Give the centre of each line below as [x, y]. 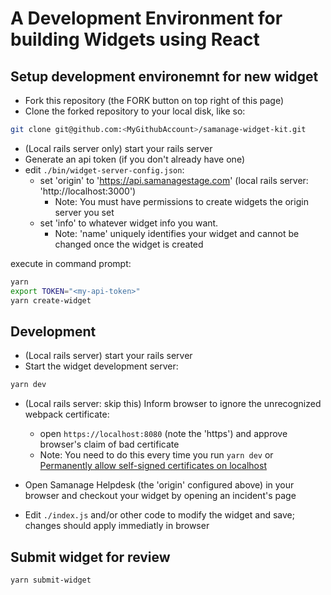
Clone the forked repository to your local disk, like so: [135, 111]
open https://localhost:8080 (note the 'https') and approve [163, 434]
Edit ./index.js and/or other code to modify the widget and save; [159, 515]
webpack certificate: [67, 414]
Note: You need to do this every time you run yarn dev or [156, 455]
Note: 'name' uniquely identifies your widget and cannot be [177, 233]
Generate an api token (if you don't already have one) [134, 159]
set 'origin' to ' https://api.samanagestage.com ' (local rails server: [174, 180]
